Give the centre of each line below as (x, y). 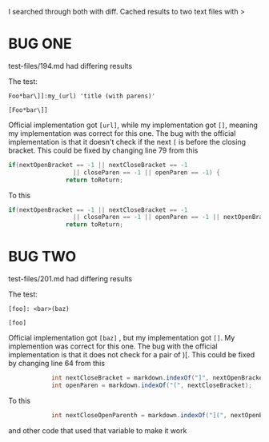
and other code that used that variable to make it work (98, 430)
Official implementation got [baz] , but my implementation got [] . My (122, 338)
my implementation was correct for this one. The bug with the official (122, 133)
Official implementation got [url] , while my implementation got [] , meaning (133, 125)
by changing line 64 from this (57, 364)
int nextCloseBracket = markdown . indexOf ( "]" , (130, 378)
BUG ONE (40, 44)
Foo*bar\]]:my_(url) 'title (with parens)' (82, 96)
